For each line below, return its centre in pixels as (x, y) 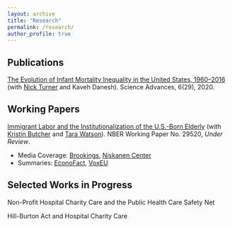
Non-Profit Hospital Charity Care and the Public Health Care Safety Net (111, 202)
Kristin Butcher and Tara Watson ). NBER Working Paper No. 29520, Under (115, 134)
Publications (36, 62)
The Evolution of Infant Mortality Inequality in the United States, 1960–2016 (116, 79)
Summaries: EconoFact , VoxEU (63, 162)
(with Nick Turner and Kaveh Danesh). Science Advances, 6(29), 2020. (111, 87)
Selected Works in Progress (70, 185)
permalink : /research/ (41, 27)
